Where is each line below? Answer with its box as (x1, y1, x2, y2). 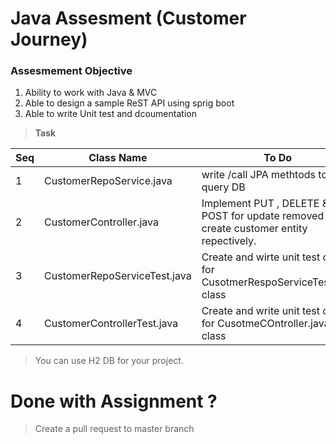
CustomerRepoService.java (44, 174, 173, 188)
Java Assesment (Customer (10, 7, 247, 30)
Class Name (88, 151, 148, 165)
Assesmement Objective (10, 64, 133, 78)
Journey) (10, 28, 88, 51)
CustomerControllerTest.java (44, 317, 179, 331)
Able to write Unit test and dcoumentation (24, 108, 197, 120)
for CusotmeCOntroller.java (201, 317, 330, 331)
